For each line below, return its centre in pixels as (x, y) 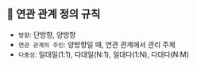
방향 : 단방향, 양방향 (47, 35)
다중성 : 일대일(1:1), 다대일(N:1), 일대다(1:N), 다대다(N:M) (104, 54)
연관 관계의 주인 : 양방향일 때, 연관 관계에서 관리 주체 (97, 44)
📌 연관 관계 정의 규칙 (54, 14)
